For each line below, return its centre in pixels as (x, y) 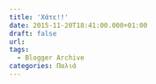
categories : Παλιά (43, 66)
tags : (19, 50)
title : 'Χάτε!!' (39, 17)
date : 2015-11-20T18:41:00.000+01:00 (78, 25)
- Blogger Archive (51, 58)
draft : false (33, 33)
